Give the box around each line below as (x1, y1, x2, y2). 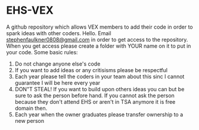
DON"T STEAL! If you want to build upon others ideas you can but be (14, 85, 185, 92)
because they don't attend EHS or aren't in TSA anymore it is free (14, 98, 176, 105)
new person (14, 117, 45, 124)
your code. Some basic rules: (6, 48, 79, 55)
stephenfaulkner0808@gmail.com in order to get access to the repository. (6, 36, 188, 43)
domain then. (14, 104, 48, 112)
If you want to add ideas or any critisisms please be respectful (14, 66, 168, 73)
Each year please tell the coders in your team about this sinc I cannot (14, 73, 185, 80)
